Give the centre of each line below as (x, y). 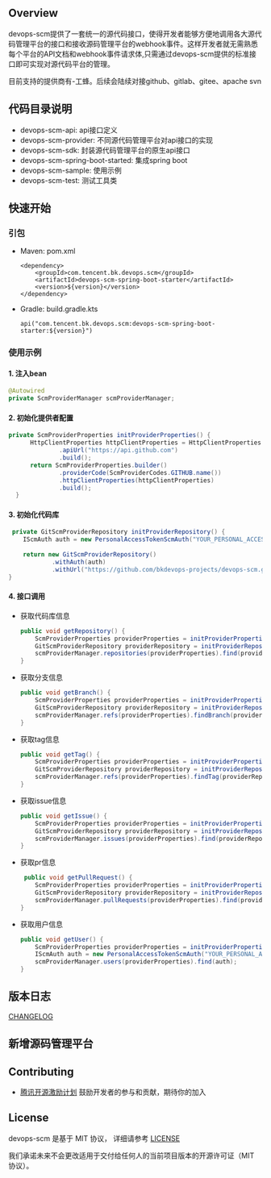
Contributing (41, 1072)
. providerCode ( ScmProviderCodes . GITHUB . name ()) (140, 472)
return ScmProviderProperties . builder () (98, 465)
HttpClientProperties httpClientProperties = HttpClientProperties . (147, 443)
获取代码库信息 (45, 615)
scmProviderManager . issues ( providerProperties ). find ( (127, 839)
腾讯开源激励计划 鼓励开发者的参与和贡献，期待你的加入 (113, 1093)
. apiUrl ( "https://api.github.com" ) (119, 451)
